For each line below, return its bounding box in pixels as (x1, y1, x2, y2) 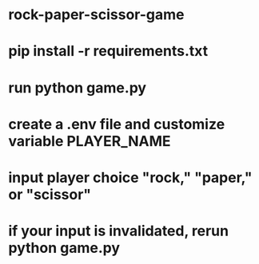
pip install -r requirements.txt (8, 42, 209, 61)
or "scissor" (8, 185, 92, 203)
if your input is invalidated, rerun (8, 222, 229, 240)
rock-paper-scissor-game (8, 6, 185, 24)
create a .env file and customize (8, 115, 225, 133)
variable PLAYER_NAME (8, 132, 171, 150)
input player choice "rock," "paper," (8, 168, 253, 187)
